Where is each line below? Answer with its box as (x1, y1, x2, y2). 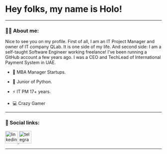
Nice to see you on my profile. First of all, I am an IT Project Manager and (5, 39, 155, 45)
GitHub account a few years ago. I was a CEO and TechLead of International (5, 54, 161, 60)
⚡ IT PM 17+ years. (12, 89, 51, 95)
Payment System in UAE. (5, 59, 56, 65)
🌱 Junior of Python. (12, 79, 52, 85)
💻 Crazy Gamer (12, 101, 46, 106)
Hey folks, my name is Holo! (5, 3, 123, 15)
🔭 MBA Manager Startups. (12, 69, 66, 75)
